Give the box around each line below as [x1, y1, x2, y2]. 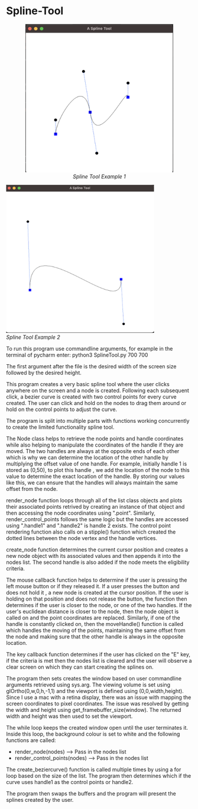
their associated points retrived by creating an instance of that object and [6, 503, 185, 510]
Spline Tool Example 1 [73, 173, 126, 180]
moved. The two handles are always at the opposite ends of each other [6, 447, 180, 454]
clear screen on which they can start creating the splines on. [6, 663, 154, 670]
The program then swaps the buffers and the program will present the [6, 789, 176, 797]
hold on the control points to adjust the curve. [6, 406, 117, 413]
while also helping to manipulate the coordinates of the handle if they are [6, 441, 184, 448]
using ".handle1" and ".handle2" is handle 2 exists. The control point [6, 522, 171, 529]
